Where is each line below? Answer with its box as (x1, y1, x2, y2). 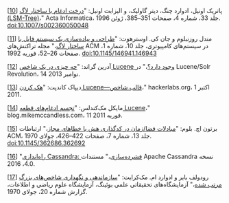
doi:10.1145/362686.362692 (7, 139, 86, 147)
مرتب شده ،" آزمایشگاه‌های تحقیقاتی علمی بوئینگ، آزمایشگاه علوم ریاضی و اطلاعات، (7, 180, 222, 189)
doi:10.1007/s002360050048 (7, 21, 89, 29)
